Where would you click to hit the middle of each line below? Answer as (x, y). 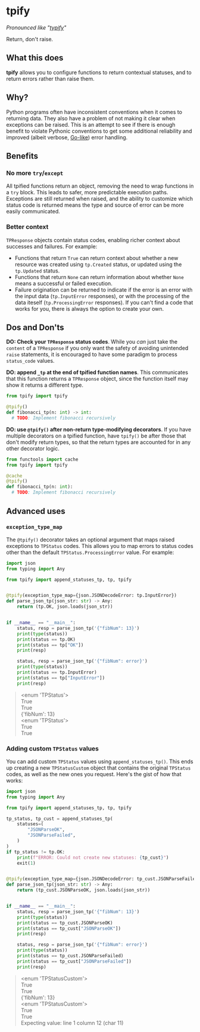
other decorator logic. (33, 448)
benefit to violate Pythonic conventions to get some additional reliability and (99, 131)
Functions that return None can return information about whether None (99, 277)
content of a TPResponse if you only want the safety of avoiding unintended (97, 348)
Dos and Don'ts (35, 327)
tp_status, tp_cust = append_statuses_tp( (60, 819)
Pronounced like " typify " (36, 27)
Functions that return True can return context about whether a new (96, 258)
